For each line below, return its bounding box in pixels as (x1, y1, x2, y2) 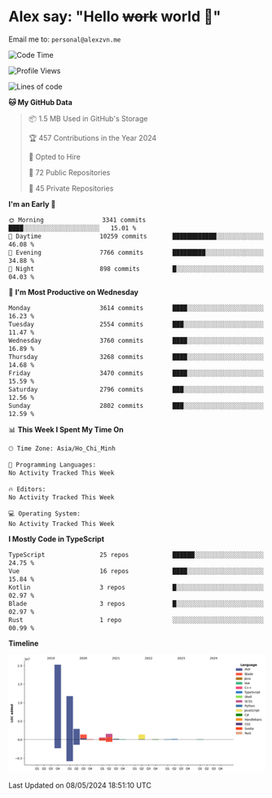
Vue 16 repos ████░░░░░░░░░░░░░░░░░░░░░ (8, 567, 265, 575)
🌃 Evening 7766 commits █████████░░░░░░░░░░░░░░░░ (8, 248, 265, 256)
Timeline (8, 638, 39, 648)
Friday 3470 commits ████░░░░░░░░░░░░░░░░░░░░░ (8, 369, 265, 377)
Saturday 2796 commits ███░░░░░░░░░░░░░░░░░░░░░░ (8, 385, 265, 393)
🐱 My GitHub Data (8, 97, 73, 107)
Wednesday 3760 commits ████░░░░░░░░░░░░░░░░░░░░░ (8, 336, 265, 344)
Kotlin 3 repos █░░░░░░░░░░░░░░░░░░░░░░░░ (8, 583, 265, 591)
